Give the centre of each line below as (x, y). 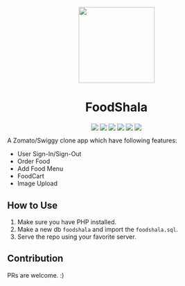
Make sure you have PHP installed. (67, 221)
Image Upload (37, 183)
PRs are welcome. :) (36, 275)
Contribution (35, 259)
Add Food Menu (40, 169)
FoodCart (31, 176)
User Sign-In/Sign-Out (49, 154)
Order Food (34, 161)
